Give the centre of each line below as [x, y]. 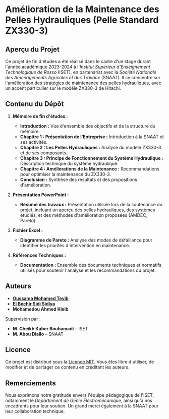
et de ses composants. [44, 153]
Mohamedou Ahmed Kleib [41, 309]
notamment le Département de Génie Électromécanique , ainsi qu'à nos [79, 401]
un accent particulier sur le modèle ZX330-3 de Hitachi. [63, 88]
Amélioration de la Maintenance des [82, 9]
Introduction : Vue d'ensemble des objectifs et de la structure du [88, 126]
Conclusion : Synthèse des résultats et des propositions [78, 179]
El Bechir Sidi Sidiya [34, 304]
